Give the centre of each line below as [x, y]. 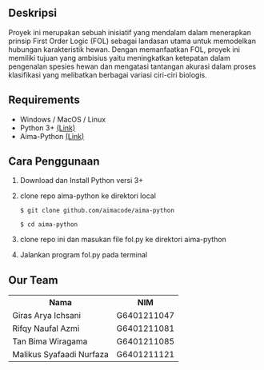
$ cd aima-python [49, 225]
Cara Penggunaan [54, 162]
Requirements [44, 100]
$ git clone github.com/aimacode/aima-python [97, 211]
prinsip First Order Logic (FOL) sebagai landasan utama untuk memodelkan [132, 41]
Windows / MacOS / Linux [63, 119]
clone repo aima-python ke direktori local [88, 196]
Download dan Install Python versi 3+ [82, 181]
